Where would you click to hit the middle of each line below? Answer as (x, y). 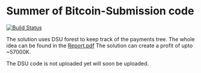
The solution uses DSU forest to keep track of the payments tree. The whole (100, 39)
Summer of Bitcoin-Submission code (100, 11)
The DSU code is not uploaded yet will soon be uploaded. (78, 63)
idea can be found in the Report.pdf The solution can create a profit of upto (100, 45)
